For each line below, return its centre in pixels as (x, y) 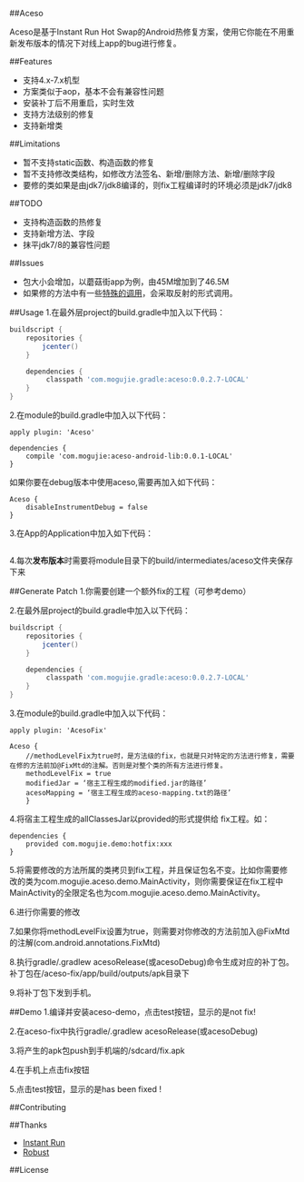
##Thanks (29, 1125)
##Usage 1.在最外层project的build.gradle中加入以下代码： (118, 312)
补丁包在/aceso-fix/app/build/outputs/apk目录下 (99, 973)
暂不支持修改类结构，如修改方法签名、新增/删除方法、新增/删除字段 (148, 174)
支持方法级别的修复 (59, 114)
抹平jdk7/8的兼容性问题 (66, 245)
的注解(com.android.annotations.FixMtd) (85, 943)
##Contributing (38, 1107)
